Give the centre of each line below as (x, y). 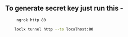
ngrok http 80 (31, 20)
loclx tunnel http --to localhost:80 (54, 29)
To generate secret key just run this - (64, 8)
